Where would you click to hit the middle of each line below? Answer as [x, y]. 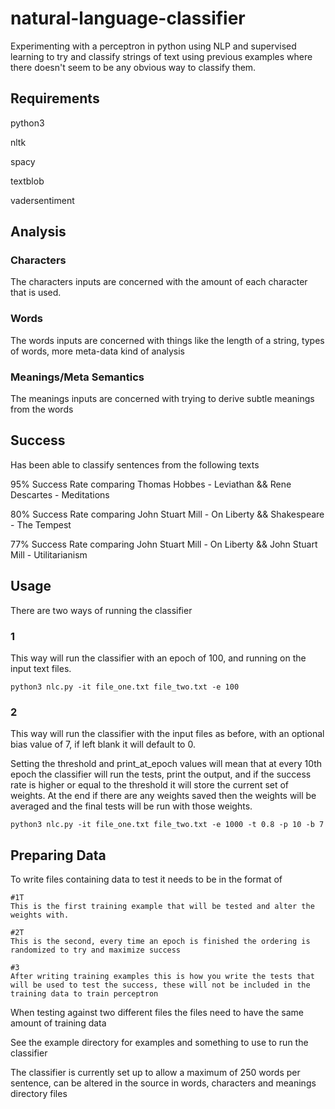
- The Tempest [41, 524]
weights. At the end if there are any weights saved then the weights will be [163, 796]
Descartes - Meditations [60, 494]
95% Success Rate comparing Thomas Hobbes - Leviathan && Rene [151, 484]
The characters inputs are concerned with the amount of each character [159, 282]
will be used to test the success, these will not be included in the [160, 985]
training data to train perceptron [84, 994]
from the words [42, 409]
